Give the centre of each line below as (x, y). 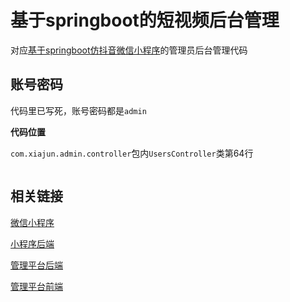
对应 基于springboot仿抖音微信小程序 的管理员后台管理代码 (129, 50)
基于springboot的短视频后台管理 (145, 20)
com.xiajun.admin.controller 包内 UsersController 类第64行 (132, 153)
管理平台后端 (36, 265)
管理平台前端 (36, 286)
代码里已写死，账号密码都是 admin (78, 110)
